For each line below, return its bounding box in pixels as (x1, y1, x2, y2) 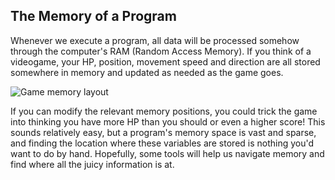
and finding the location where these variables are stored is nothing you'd (10, 137, 315, 149)
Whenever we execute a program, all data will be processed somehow (10, 34, 300, 46)
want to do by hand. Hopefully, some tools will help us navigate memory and (10, 147, 325, 159)
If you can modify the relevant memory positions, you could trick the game (10, 105, 318, 117)
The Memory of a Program (10, 8, 177, 25)
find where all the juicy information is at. (10, 158, 175, 170)
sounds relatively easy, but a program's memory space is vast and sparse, (10, 126, 317, 138)
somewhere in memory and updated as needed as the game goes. (10, 66, 284, 78)
